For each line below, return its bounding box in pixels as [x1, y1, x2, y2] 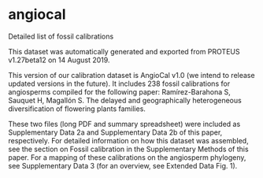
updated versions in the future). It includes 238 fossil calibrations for [8, 79, 231, 88]
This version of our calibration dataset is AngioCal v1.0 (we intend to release [8, 70, 255, 80]
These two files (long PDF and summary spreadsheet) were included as [8, 119, 241, 128]
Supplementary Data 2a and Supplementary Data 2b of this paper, [8, 128, 223, 137]
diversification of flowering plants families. [8, 104, 146, 113]
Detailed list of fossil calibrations [8, 32, 114, 41]
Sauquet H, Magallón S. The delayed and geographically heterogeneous [8, 95, 242, 105]
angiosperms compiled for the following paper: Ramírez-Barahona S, [8, 87, 231, 96]
